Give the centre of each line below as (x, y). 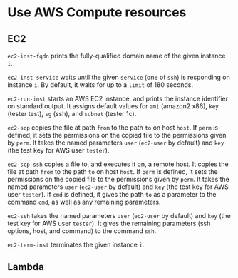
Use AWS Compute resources (97, 12)
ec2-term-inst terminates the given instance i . (76, 244)
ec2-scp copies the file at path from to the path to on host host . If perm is (113, 128)
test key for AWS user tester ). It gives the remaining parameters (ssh (109, 223)
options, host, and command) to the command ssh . (82, 231)
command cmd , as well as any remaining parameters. (84, 202)
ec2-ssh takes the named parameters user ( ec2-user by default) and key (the (119, 216)
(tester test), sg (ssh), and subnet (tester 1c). (72, 114)
